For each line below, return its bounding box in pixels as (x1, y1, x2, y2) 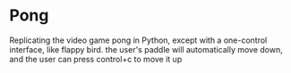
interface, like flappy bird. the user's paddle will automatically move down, (9, 44, 284, 54)
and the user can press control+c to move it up (9, 53, 183, 64)
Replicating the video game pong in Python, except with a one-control (9, 35, 268, 45)
